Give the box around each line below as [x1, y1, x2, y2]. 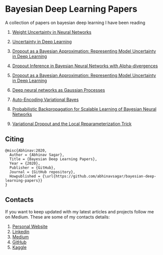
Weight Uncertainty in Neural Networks [12, 29, 92, 35]
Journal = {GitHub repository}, [9, 169, 76, 175]
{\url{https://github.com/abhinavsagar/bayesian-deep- [42, 174, 157, 178]
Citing [5, 135, 24, 143]
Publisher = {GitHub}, [9, 165, 56, 170]
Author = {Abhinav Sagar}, [9, 152, 65, 157]
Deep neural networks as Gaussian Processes [12, 87, 105, 93]
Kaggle [12, 244, 27, 250]
